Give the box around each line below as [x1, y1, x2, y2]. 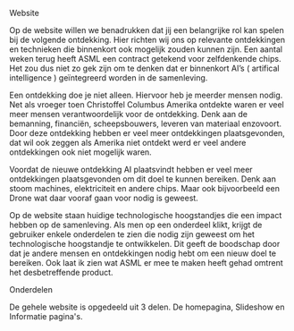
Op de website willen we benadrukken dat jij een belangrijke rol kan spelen [9, 25, 284, 35]
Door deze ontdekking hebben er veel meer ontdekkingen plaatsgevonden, [9, 128, 286, 138]
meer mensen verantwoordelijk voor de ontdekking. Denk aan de [9, 109, 248, 119]
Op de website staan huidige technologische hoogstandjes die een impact [9, 210, 282, 220]
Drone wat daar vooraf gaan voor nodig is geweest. [9, 192, 198, 203]
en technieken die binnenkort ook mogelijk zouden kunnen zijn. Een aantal [9, 44, 283, 55]
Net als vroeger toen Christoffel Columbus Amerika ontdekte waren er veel [9, 99, 284, 110]
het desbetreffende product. [9, 267, 113, 277]
